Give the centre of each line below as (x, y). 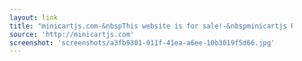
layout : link (34, 17)
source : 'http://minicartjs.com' (72, 34)
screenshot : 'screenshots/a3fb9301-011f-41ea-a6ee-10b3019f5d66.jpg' (142, 43)
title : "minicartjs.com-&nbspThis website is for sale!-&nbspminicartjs (148, 26)
